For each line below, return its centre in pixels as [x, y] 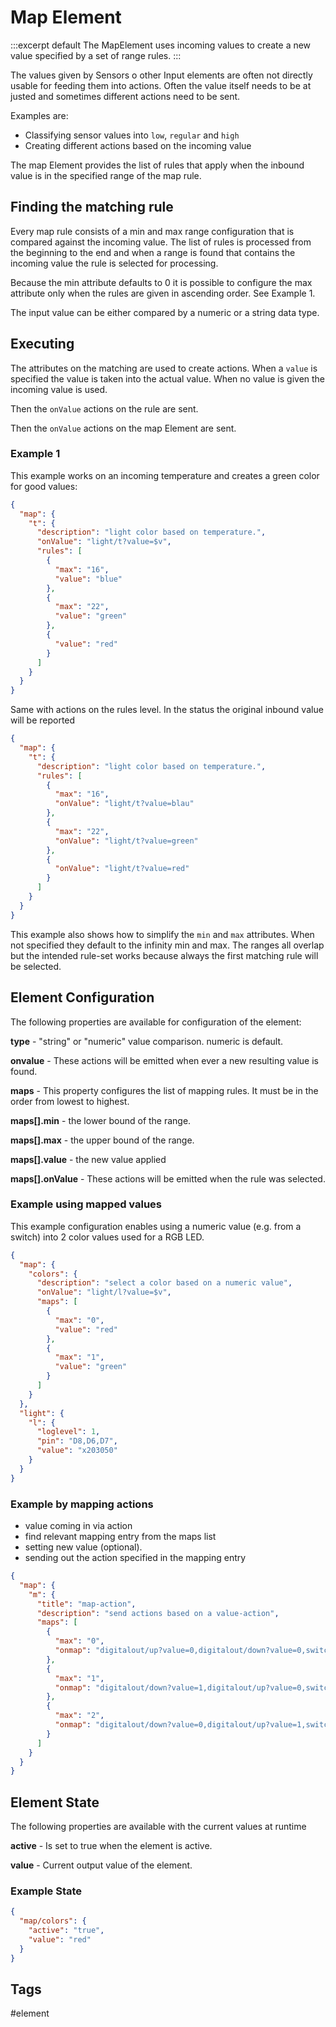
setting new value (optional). [83, 1547]
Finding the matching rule [92, 207]
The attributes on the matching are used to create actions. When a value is [164, 368]
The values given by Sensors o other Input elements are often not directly [161, 75]
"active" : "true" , [66, 1931]
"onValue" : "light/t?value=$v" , [104, 542]
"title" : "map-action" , [86, 1604]
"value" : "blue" [88, 579]
